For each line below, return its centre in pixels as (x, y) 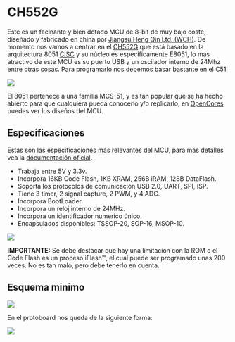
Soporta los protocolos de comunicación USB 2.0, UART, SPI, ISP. (113, 186)
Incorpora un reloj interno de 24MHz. (71, 208)
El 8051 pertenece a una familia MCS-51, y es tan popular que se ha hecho (115, 96)
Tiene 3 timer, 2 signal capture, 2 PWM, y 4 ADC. (89, 194)
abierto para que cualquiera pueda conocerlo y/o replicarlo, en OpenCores (115, 103)
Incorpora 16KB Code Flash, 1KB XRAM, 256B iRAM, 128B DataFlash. (117, 178)
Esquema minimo (46, 287)
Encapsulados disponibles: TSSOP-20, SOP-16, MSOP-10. (101, 223)
